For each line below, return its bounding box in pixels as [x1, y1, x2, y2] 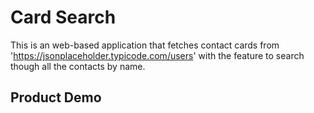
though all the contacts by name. [10, 60, 146, 72]
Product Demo [10, 89, 102, 106]
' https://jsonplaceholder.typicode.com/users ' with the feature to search [10, 49, 305, 61]
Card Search [10, 6, 117, 29]
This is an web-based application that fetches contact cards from [10, 39, 280, 51]
